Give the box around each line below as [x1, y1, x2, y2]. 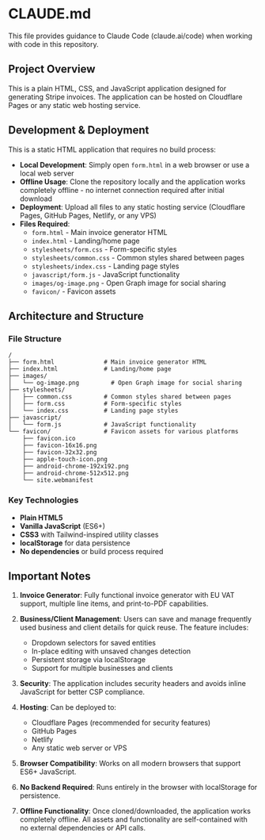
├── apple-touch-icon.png [22, 456, 108, 464]
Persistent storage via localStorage [31, 655, 146, 665]
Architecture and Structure [8, 309, 144, 322]
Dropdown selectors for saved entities [31, 638, 157, 648]
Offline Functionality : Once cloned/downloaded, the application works [19, 807, 252, 816]
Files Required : [19, 219, 70, 229]
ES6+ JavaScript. [19, 767, 77, 776]
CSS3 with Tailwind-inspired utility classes [19, 530, 159, 539]
